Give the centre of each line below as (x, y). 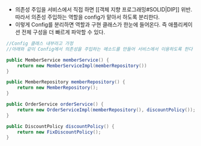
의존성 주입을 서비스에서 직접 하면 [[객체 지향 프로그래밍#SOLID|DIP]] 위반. (104, 9)
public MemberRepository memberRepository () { (66, 82)
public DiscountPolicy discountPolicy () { (60, 126)
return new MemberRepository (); (58, 88)
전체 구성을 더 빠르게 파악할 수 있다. (63, 32)
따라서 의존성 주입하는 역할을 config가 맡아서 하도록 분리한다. (87, 17)
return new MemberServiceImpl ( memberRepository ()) (82, 66)
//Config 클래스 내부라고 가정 (40, 43)
